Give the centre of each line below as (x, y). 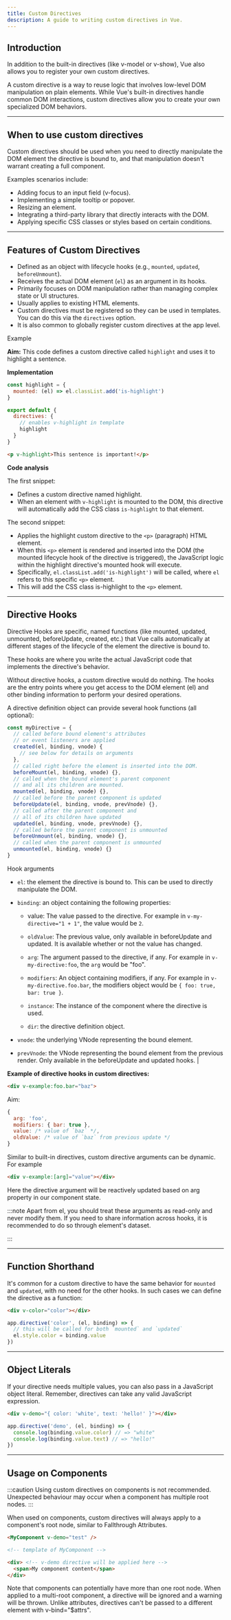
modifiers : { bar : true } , (52, 1125)
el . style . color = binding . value (60, 1336)
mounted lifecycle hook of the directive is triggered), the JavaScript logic (120, 557)
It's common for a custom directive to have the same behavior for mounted (111, 1283)
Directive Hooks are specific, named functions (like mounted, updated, (107, 631)
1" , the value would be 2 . (109, 923)
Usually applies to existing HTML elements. (78, 303)
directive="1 (46, 923)
